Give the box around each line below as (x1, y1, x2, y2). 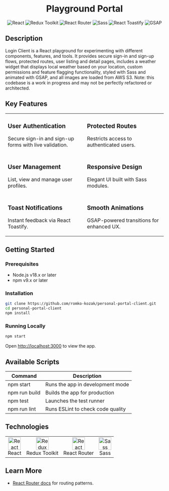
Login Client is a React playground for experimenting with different (5, 47, 143, 53)
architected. (5, 85, 30, 91)
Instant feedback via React (8, 217, 71, 224)
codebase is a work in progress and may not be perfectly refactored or (5, 79, 152, 86)
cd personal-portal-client (5, 306, 62, 311)
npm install (5, 310, 30, 316)
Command (11, 372, 37, 379)
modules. (87, 182, 109, 189)
